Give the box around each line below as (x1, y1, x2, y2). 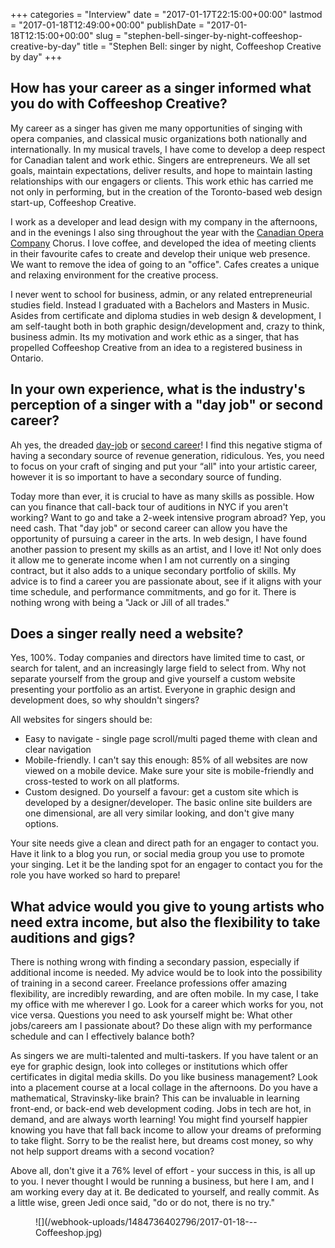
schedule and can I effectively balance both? (10, 1030, 195, 1043)
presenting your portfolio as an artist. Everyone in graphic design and (10, 684, 296, 696)
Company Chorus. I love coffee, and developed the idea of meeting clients (10, 237, 317, 249)
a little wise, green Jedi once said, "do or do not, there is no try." (10, 1197, 275, 1209)
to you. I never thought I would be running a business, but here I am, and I (10, 1175, 314, 1188)
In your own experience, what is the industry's (10, 381, 306, 398)
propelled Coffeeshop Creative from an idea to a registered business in (10, 341, 303, 353)
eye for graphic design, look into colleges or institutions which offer (10, 1060, 288, 1073)
